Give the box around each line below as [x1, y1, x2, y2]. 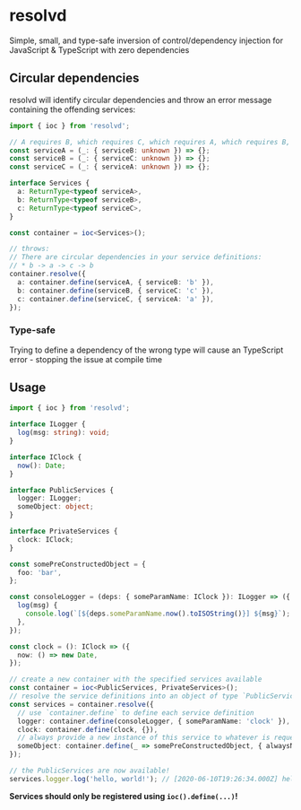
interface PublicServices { [9, 485, 115, 494]
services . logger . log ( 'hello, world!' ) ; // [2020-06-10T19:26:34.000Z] [9, 774, 279, 783]
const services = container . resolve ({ [9, 700, 154, 709]
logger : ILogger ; [17, 494, 82, 503]
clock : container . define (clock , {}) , [17, 725, 159, 734]
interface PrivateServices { [9, 527, 118, 536]
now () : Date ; [17, 461, 66, 470]
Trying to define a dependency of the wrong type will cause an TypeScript [9, 344, 284, 355]
